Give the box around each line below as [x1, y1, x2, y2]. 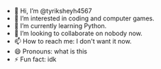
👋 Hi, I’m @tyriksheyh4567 [13, 7, 92, 15]
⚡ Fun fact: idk [13, 55, 57, 63]
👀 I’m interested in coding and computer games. [13, 14, 155, 23]
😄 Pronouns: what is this [13, 47, 87, 56]
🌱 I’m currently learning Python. [13, 22, 107, 30]
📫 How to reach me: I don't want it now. [13, 37, 132, 45]
